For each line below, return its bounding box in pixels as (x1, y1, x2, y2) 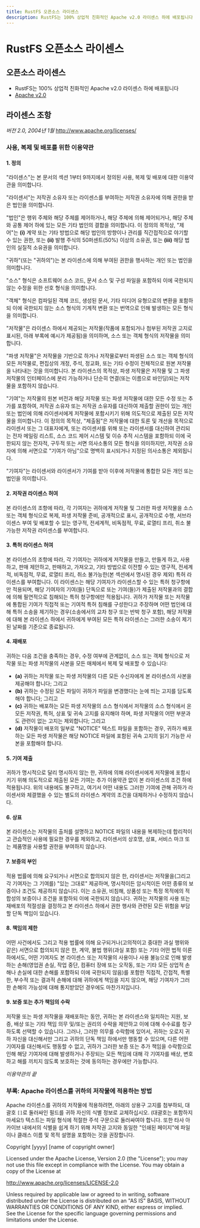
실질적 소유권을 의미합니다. (17, 244, 80, 251)
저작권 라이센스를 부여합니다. (21, 527, 89, 534)
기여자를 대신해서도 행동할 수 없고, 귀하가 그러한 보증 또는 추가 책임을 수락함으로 (6, 1043, 192, 1050)
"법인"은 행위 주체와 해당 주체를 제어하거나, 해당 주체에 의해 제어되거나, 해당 (6, 214, 183, 221)
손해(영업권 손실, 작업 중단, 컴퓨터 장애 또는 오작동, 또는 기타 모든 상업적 (17, 961, 184, 969)
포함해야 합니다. (26, 740, 63, 747)
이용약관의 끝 (6, 1071, 37, 1078)
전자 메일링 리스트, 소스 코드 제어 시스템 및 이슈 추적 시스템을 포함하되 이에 (12, 432, 186, 439)
